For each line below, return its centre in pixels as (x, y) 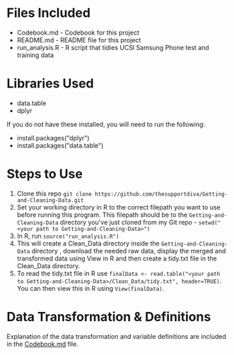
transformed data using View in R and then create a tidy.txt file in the (117, 258)
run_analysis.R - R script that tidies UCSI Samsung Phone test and (113, 47)
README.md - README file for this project (79, 40)
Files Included (49, 13)
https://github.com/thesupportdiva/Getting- (161, 194)
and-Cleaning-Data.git (50, 200)
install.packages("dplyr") (53, 138)
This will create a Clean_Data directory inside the (88, 243)
